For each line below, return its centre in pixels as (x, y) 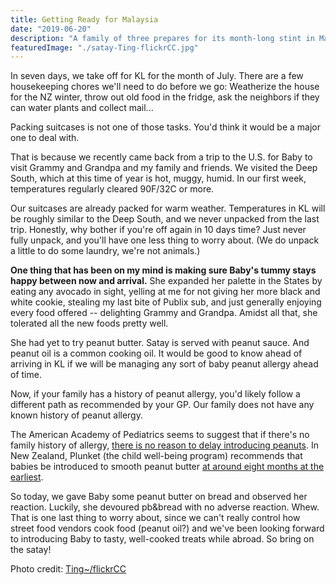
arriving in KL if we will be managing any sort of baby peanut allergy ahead (164, 364)
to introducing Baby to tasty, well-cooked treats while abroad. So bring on (162, 539)
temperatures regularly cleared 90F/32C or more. (112, 189)
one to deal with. (45, 138)
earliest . (27, 477)
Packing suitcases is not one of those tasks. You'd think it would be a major (165, 127)
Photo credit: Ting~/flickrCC (68, 569)
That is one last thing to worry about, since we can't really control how (155, 518)
